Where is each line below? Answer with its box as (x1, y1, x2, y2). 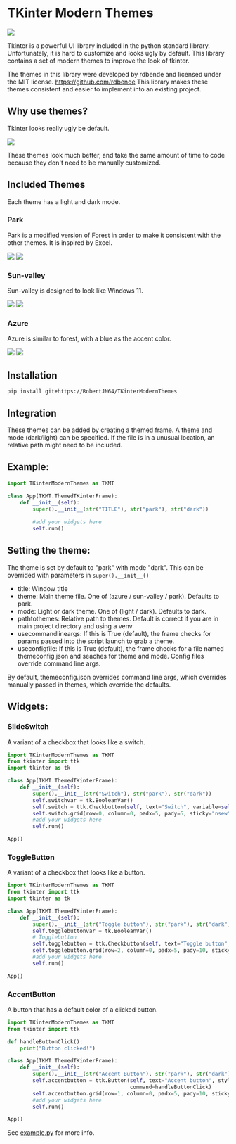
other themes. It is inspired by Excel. (7, 238, 112, 247)
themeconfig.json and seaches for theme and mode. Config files (17, 652, 204, 660)
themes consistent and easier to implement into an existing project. (7, 84, 202, 93)
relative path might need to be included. (7, 441, 123, 450)
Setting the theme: (7, 545, 91, 557)
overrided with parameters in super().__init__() (7, 571, 150, 579)
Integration (7, 407, 58, 419)
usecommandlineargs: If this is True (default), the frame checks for (17, 629, 212, 637)
